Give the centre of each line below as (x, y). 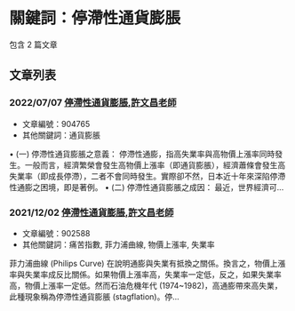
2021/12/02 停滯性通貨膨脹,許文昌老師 (92, 212)
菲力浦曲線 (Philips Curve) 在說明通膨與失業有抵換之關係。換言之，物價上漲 (147, 263)
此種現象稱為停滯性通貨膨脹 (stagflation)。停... (94, 296)
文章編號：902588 (56, 233)
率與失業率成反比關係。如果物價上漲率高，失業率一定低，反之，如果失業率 (145, 274)
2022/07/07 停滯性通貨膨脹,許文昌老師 (93, 103)
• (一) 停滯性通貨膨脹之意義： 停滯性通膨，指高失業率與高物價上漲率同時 (142, 154)
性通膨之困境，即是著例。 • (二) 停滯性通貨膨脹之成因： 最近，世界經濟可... (147, 187)
